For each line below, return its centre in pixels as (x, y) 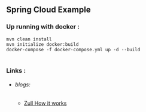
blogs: (23, 85)
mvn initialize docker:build (42, 44)
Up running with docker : (43, 27)
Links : (16, 70)
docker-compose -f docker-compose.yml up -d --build (73, 49)
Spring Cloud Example (48, 10)
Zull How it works (45, 103)
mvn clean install (29, 39)
